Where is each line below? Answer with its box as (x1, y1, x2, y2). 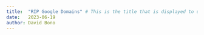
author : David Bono (6, 20, 56, 26)
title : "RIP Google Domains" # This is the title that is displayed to (6, 8, 194, 15)
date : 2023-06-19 (6, 14, 56, 20)
